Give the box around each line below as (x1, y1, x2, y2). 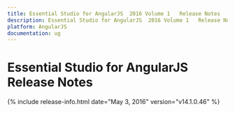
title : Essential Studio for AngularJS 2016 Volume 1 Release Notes (7, 10, 220, 17)
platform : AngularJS (7, 23, 68, 30)
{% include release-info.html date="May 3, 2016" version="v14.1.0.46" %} (7, 98, 220, 106)
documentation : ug (7, 29, 61, 37)
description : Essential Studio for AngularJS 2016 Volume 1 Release (7, 17, 220, 24)
